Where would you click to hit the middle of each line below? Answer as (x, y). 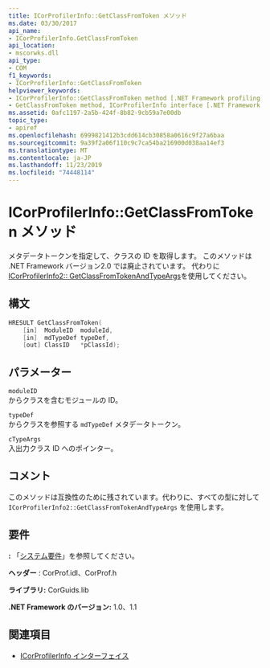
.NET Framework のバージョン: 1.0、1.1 (73, 607)
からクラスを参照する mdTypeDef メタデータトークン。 (97, 424)
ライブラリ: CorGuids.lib (49, 590)
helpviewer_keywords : (45, 90)
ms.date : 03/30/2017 (43, 23)
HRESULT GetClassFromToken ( (55, 322)
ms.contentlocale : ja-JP (50, 158)
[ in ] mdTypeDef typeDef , (66, 338)
